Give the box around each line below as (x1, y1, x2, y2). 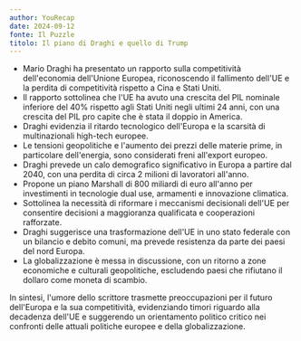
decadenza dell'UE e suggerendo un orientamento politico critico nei (9, 311, 267, 322)
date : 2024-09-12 (9, 22, 75, 31)
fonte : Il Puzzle (9, 30, 75, 39)
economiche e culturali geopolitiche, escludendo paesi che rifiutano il (22, 265, 283, 276)
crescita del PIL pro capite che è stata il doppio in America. (22, 111, 243, 122)
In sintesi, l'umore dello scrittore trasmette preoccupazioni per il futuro (9, 292, 273, 303)
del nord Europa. (22, 246, 85, 257)
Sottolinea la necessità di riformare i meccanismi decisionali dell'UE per (22, 198, 290, 209)
